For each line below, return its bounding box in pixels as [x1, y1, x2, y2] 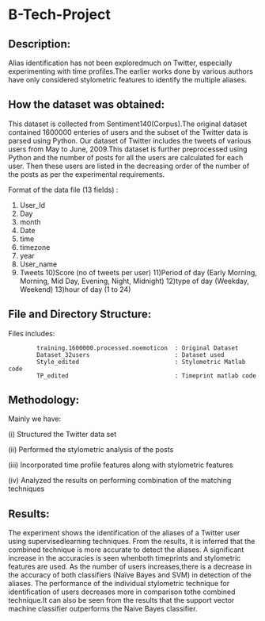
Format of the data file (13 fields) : [8, 185, 119, 194]
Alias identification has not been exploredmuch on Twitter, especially [8, 58, 233, 67]
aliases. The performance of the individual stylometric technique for [8, 579, 230, 588]
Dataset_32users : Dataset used [36, 351, 225, 358]
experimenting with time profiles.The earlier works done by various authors [8, 67, 253, 76]
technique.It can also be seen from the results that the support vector [8, 596, 235, 605]
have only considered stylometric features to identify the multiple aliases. [8, 75, 248, 84]
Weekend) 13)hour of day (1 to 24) [19, 284, 131, 294]
